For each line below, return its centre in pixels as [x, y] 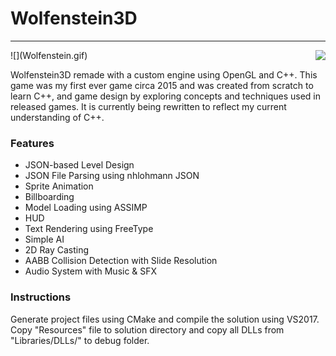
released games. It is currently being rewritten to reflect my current [148, 106]
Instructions [41, 297]
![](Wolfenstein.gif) [49, 55]
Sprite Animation [59, 186]
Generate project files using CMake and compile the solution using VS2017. [165, 319]
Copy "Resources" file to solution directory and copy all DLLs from [147, 329]
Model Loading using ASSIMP [86, 208]
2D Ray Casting [57, 250]
